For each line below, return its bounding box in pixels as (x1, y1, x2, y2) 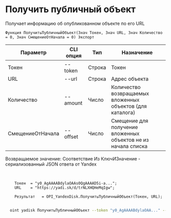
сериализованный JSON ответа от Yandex (5, 161, 97, 167)
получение (111, 123, 138, 131)
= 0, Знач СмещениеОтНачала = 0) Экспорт (5, 35, 95, 40)
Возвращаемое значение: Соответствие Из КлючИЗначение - (5, 155, 141, 162)
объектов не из (111, 136, 149, 143)
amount (64, 99, 82, 106)
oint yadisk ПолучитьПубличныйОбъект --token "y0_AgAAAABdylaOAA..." (10, 207, 160, 213)
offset (64, 133, 78, 140)
